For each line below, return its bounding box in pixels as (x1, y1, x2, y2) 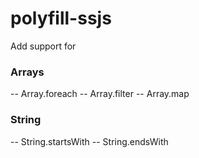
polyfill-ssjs (10, 7, 112, 30)
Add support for (10, 40, 77, 52)
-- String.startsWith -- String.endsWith (10, 135, 169, 147)
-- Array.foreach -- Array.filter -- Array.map (10, 88, 190, 100)
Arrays (10, 65, 45, 79)
